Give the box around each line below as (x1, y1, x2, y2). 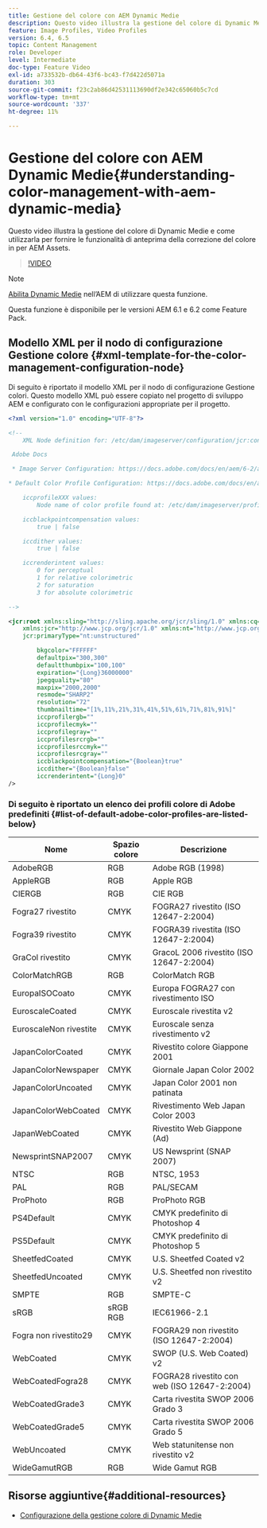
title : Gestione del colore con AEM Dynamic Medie (8, 11, 180, 20)
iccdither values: (22, 537, 83, 545)
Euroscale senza (152, 1019, 215, 1030)
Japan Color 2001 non (152, 1078, 238, 1089)
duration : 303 (8, 78, 56, 86)
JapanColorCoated (12, 1047, 83, 1058)
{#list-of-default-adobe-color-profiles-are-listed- (51, 809, 249, 820)
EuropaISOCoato (12, 988, 75, 999)
